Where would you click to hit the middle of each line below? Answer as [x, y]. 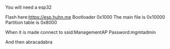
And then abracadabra [29, 42]
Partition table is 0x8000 [31, 22]
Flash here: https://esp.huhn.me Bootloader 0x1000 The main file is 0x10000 [85, 17]
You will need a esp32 [29, 7]
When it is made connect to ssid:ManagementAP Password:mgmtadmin [81, 32]
